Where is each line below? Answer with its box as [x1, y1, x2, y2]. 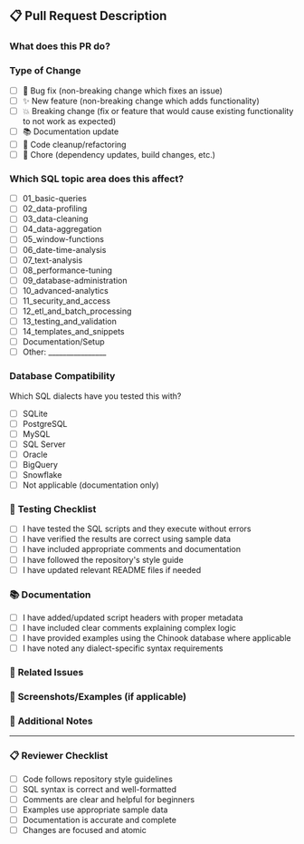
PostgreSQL [22, 418, 68, 429]
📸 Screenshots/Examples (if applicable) [9, 691, 187, 703]
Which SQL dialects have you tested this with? [9, 390, 182, 402]
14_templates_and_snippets [22, 326, 125, 337]
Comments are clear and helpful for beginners [22, 793, 195, 805]
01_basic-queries [22, 193, 88, 204]
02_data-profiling [22, 203, 88, 214]
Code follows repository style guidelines [22, 773, 174, 784]
